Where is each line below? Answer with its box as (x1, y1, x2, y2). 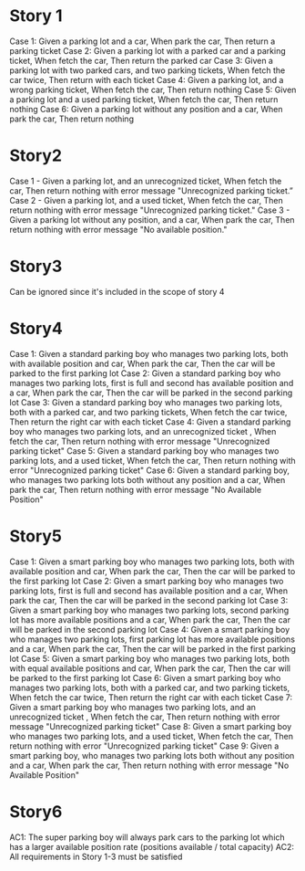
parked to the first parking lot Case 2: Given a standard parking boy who (9, 367, 281, 379)
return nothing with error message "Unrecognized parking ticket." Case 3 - (9, 205, 290, 215)
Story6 (9, 801, 63, 822)
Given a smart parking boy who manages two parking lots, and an (9, 701, 257, 712)
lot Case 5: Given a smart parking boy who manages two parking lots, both (9, 653, 290, 664)
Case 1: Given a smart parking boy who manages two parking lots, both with (9, 556, 295, 567)
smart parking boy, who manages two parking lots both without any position (9, 750, 295, 761)
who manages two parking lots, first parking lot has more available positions (9, 634, 296, 645)
